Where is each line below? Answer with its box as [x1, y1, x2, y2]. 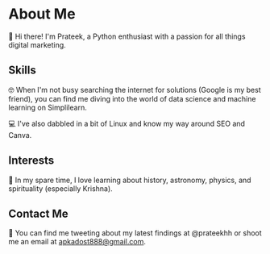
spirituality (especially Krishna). [8, 183, 113, 194]
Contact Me [8, 206, 69, 220]
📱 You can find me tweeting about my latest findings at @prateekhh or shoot [8, 228, 262, 238]
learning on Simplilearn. [8, 102, 87, 112]
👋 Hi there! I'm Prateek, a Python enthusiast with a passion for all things [8, 31, 246, 41]
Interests [8, 154, 55, 168]
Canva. [8, 130, 32, 139]
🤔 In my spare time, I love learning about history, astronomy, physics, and [8, 175, 251, 185]
